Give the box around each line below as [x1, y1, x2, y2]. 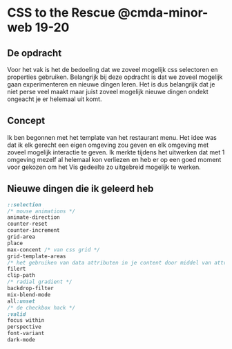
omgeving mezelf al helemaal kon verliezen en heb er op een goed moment [7, 155, 222, 163]
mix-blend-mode [7, 291, 51, 298]
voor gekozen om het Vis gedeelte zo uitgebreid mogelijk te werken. [7, 163, 202, 171]
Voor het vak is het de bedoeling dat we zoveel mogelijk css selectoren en [7, 66, 218, 73]
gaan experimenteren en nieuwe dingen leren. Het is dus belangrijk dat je [7, 80, 215, 88]
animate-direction [7, 214, 60, 221]
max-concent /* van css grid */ [7, 246, 100, 253]
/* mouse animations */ [7, 208, 76, 215]
